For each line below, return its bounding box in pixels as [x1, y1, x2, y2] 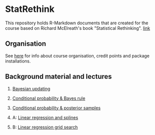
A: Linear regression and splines [12, 114, 78, 120]
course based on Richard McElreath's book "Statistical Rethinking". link [5, 25, 150, 31]
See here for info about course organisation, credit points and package [5, 53, 150, 59]
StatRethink [5, 3, 55, 15]
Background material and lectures [5, 72, 112, 81]
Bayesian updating [12, 85, 51, 91]
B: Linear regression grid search [12, 124, 78, 130]
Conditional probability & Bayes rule [12, 95, 86, 101]
